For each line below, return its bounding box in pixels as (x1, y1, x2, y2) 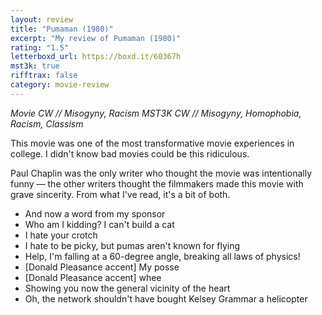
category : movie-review (10, 80, 110, 90)
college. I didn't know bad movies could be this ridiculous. (10, 147, 250, 160)
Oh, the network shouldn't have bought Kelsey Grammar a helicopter (24, 292, 308, 305)
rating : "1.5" (10, 42, 70, 53)
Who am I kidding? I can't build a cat (24, 218, 175, 230)
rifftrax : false (10, 71, 78, 81)
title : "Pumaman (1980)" (10, 24, 114, 34)
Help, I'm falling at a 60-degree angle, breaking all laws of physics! (24, 250, 301, 262)
